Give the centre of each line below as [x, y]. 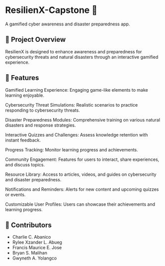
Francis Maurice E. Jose [37, 248]
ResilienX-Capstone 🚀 [51, 10]
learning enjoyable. [25, 95]
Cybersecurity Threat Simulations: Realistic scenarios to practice [72, 105]
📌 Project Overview [36, 40]
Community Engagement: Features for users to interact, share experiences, [82, 159]
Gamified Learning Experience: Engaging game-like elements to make [77, 90]
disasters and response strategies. [41, 125]
